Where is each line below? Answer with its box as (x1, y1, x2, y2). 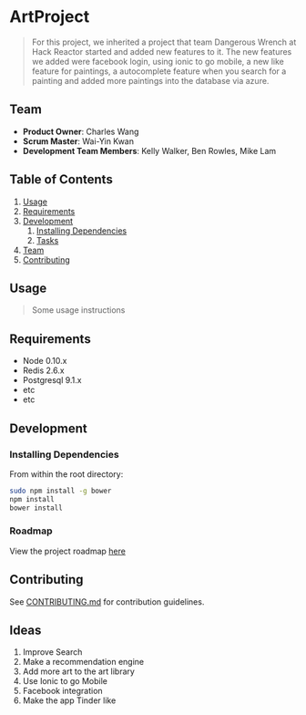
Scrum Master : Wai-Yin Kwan (22, 135, 135, 147)
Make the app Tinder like (22, 695, 117, 706)
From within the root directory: (9, 468, 124, 480)
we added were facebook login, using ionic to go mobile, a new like (31, 56, 285, 67)
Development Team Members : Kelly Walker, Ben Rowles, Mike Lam (22, 145, 277, 156)
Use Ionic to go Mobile (22, 676, 107, 687)
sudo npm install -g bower (9, 486, 112, 495)
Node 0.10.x (22, 356, 67, 367)
